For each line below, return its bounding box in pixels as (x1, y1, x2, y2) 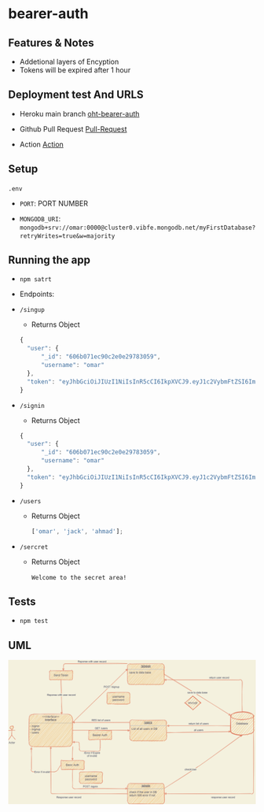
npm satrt (19, 276, 53, 284)
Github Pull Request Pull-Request (19, 124, 127, 134)
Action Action (19, 139, 64, 149)
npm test (19, 617, 49, 625)
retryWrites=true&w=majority (19, 232, 115, 240)
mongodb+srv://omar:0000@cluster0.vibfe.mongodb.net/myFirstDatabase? (19, 224, 256, 232)
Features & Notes (8, 36, 94, 50)
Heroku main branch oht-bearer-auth (19, 109, 140, 118)
